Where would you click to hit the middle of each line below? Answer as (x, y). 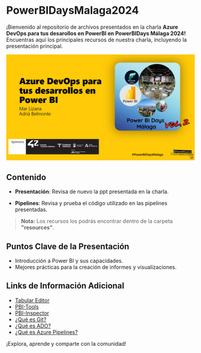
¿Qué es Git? (31, 319)
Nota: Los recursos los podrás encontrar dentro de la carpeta (97, 221)
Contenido (26, 177)
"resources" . (37, 227)
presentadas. (31, 209)
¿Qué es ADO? (33, 325)
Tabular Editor (32, 300)
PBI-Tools (27, 306)
